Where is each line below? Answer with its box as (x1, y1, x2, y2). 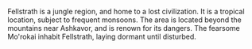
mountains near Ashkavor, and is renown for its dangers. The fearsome (7, 24, 240, 32)
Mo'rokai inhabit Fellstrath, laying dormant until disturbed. (7, 32, 196, 41)
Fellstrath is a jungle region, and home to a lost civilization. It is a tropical (7, 7, 245, 16)
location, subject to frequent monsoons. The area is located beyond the (7, 15, 242, 24)
